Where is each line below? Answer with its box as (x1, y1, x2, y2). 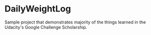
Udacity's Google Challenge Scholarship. (4, 24, 87, 30)
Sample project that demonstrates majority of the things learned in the (4, 19, 146, 25)
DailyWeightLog (4, 3, 71, 14)
